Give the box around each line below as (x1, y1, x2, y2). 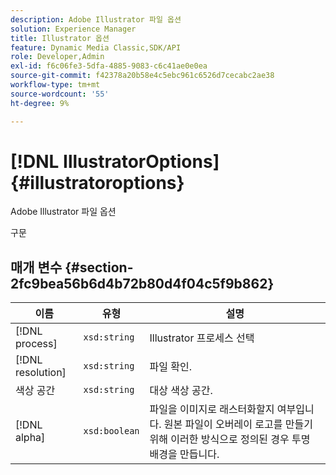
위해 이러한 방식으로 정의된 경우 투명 (149, 432, 311, 446)
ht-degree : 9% (10, 98, 70, 108)
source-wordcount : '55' (10, 89, 110, 99)
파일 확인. (149, 360, 193, 374)
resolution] (15, 366, 67, 380)
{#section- (64, 259, 134, 276)
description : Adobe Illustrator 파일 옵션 (10, 14, 182, 25)
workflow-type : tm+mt (10, 80, 101, 90)
